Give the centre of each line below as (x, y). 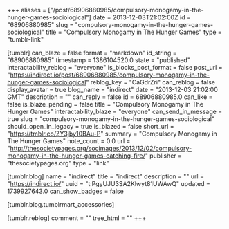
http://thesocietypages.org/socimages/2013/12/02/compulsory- (101, 148)
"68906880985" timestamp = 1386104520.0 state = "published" (99, 60)
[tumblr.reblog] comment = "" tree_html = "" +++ (77, 218)
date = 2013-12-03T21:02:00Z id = (142, 17)
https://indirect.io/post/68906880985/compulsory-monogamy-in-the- (110, 75)
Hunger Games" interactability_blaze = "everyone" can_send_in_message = (115, 111)
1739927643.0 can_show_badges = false (66, 191)
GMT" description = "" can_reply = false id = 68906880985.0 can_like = (110, 97)
